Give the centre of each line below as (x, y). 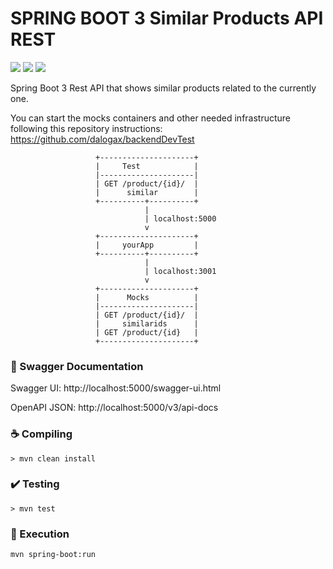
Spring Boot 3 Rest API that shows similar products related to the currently (163, 88)
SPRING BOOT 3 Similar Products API (167, 18)
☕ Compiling (41, 434)
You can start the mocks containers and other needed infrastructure (151, 118)
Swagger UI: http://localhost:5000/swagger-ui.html (116, 388)
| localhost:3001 (180, 271)
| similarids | (147, 323)
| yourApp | (147, 245)
